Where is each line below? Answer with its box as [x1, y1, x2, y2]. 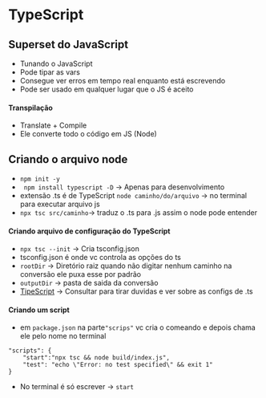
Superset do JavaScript [8, 38, 129, 51]
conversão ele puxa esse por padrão [19, 270, 142, 279]
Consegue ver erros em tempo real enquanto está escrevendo [19, 76, 226, 85]
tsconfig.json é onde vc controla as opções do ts [19, 253, 182, 262]
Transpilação [8, 103, 54, 112]
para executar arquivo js [19, 199, 100, 209]
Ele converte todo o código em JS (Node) [19, 129, 158, 139]
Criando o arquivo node [8, 152, 128, 166]
